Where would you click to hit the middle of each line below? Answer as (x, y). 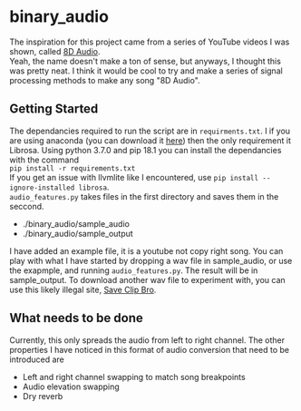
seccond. (27, 206)
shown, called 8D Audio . (55, 51)
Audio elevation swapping (71, 387)
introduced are (37, 359)
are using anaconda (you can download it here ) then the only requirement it (150, 140)
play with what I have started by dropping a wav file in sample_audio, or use (151, 260)
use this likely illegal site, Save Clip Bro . (83, 289)
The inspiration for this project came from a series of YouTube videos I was (150, 42)
